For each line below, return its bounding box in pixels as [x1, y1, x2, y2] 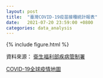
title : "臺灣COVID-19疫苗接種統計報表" [6, 14, 98, 20]
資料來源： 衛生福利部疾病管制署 [6, 53, 85, 60]
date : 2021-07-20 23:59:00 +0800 [6, 19, 94, 25]
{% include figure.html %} [6, 41, 69, 48]
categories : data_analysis [6, 25, 72, 31]
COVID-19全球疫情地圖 [6, 66, 61, 73]
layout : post [6, 8, 38, 15]
